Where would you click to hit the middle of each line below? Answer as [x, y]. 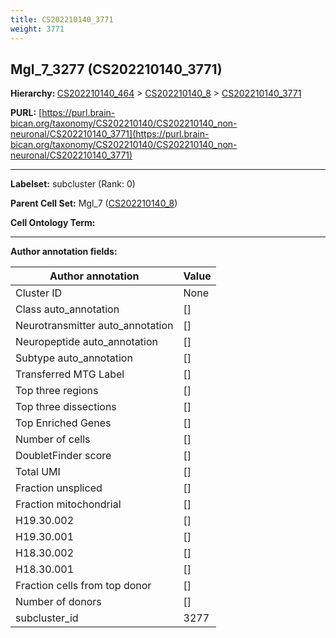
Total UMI [38, 472]
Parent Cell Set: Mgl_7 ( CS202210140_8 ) [94, 203]
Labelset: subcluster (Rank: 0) [73, 184]
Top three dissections [66, 407]
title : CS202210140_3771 [62, 19]
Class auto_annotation [67, 309]
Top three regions [57, 391]
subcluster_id [47, 618]
